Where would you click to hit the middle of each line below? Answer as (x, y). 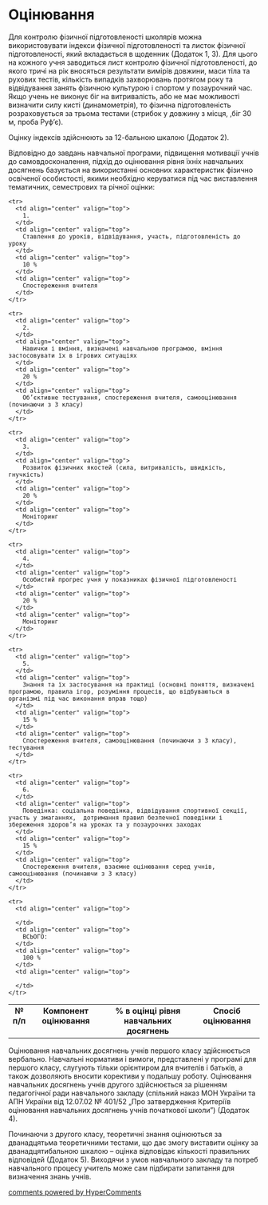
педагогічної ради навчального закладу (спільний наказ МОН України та (132, 1093)
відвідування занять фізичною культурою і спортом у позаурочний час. (130, 88)
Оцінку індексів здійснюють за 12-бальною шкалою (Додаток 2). (119, 137)
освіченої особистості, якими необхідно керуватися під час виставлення (133, 178)
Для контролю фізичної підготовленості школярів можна (105, 37)
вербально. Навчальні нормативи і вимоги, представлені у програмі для (132, 1059)
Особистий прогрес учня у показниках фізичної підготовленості (130, 579)
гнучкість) (26, 474)
